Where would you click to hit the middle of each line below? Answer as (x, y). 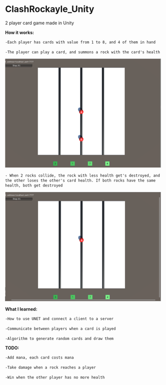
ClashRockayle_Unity (50, 9)
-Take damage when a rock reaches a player (51, 368)
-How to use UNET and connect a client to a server (59, 319)
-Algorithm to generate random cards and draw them (59, 339)
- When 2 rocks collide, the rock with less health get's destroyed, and (83, 176)
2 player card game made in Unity (40, 23)
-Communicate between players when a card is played (61, 329)
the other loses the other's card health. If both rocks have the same (80, 181)
